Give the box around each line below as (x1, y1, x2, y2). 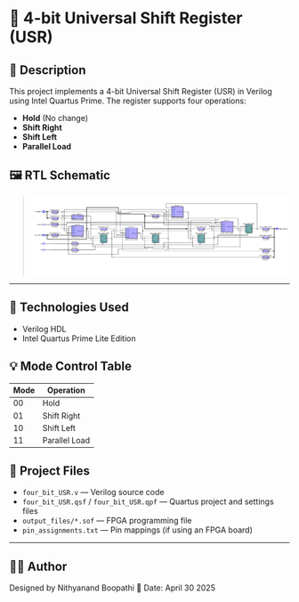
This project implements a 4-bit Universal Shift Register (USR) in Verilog (9, 86, 273, 96)
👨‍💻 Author (9, 558, 68, 574)
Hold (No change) (21, 113, 89, 123)
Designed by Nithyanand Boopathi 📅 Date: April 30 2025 (9, 582, 216, 593)
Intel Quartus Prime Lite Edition (21, 333, 136, 344)
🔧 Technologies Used (9, 300, 129, 315)
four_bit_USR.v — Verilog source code (21, 487, 165, 498)
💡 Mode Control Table (9, 359, 132, 374)
